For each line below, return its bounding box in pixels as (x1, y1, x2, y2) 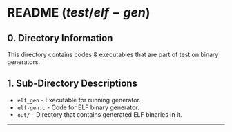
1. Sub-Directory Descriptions (7, 78, 138, 89)
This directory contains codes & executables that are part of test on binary (7, 50, 219, 58)
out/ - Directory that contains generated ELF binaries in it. (17, 110, 182, 118)
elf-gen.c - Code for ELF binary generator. (17, 103, 139, 111)
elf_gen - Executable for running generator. (17, 96, 142, 104)
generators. (7, 58, 40, 66)
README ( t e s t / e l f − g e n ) (7, 5, 151, 21)
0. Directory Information (7, 32, 113, 44)
